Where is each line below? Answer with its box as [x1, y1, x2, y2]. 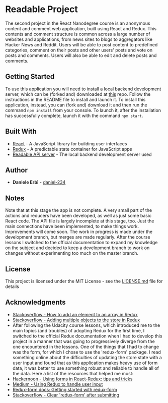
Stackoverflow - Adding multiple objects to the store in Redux [12, 317, 140, 323]
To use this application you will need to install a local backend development [5, 86, 161, 92]
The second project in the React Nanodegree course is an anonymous [5, 20, 150, 26]
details [5, 283, 19, 290]
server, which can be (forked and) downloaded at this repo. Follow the [5, 91, 151, 97]
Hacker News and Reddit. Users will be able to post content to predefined [5, 41, 158, 47]
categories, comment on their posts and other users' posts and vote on [5, 47, 152, 53]
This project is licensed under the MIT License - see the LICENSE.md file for [5, 278, 163, 284]
